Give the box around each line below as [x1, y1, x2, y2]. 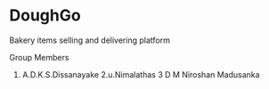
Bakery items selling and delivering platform [9, 35, 171, 45]
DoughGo [9, 5, 82, 26]
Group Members [9, 52, 69, 62]
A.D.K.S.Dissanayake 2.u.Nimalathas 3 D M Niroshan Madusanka [21, 69, 260, 80]
